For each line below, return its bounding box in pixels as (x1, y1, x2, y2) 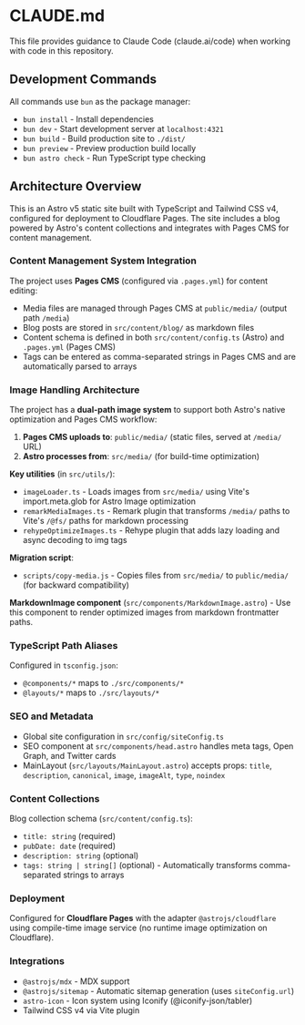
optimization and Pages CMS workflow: (9, 414, 158, 425)
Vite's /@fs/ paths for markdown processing (22, 516, 189, 527)
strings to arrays (63, 869, 125, 880)
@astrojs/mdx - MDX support (22, 976, 130, 987)
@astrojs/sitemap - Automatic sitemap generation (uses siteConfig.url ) (22, 985, 294, 996)
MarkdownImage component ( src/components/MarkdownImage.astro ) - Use (9, 598, 291, 609)
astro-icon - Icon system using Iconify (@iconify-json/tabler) (22, 995, 253, 1006)
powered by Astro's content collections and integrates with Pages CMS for (9, 222, 290, 233)
